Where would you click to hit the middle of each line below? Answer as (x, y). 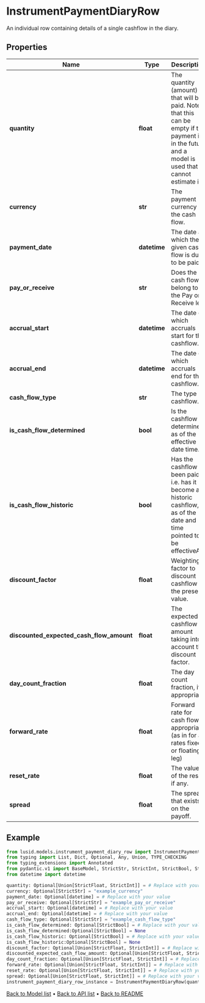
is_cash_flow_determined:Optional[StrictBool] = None (76, 931)
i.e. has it (184, 482)
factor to (183, 568)
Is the (179, 411)
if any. (180, 783)
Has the (182, 459)
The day (182, 672)
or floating (185, 750)
